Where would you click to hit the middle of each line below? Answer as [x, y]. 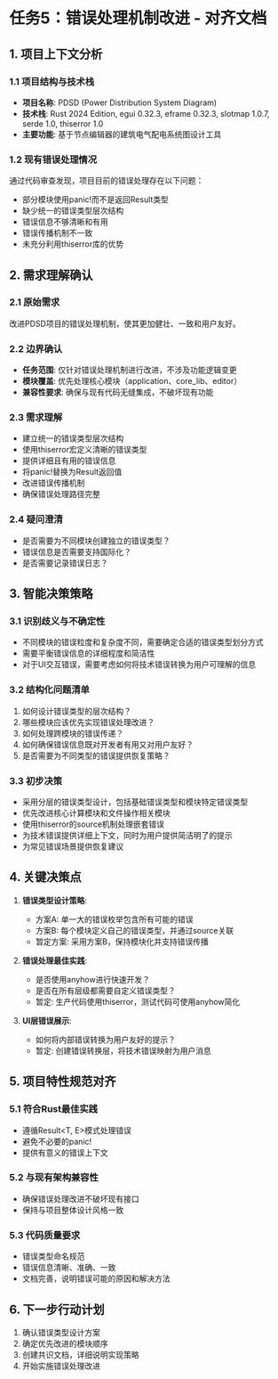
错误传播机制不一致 [57, 233]
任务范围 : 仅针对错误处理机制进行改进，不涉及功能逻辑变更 [129, 370]
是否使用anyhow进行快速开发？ [93, 979]
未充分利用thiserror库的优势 [73, 244]
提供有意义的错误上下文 [65, 1152]
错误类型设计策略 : [54, 900]
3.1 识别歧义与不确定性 [57, 622]
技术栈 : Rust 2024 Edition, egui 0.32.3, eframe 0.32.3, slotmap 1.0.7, [146, 113]
